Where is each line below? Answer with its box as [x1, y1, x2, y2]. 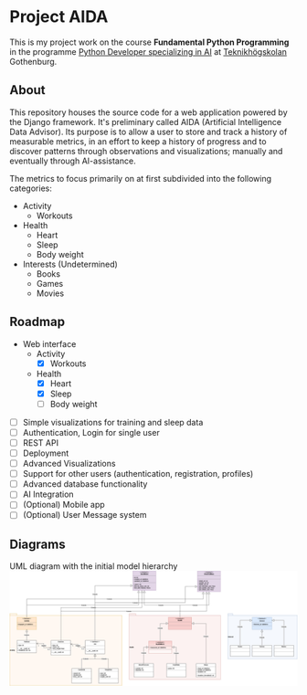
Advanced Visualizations [22, 458, 116, 469]
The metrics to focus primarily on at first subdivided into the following [9, 173, 272, 184]
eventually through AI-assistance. [9, 155, 136, 166]
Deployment [22, 448, 69, 458]
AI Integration [22, 489, 75, 500]
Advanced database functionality [22, 479, 148, 490]
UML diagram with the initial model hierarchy [9, 561, 178, 572]
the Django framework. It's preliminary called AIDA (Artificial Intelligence [9, 116, 281, 127]
